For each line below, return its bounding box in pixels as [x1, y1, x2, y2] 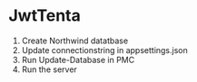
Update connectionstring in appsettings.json [21, 44, 188, 55]
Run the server [21, 64, 78, 75]
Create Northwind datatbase [21, 35, 129, 46]
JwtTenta [8, 5, 81, 26]
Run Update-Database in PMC [21, 54, 135, 65]
